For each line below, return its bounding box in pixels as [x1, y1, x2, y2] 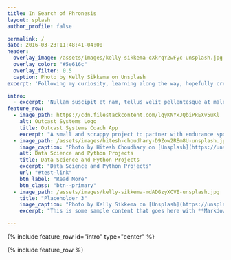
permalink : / [7, 35, 45, 42]
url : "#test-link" [19, 169, 72, 176]
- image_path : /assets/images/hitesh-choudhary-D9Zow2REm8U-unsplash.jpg [13, 137, 229, 144]
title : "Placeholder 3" [19, 195, 88, 202]
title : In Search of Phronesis [7, 10, 97, 17]
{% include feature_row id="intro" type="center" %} [7, 232, 155, 241]
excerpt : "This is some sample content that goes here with [19, 208, 195, 215]
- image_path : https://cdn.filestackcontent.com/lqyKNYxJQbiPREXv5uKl [13, 111, 220, 119]
